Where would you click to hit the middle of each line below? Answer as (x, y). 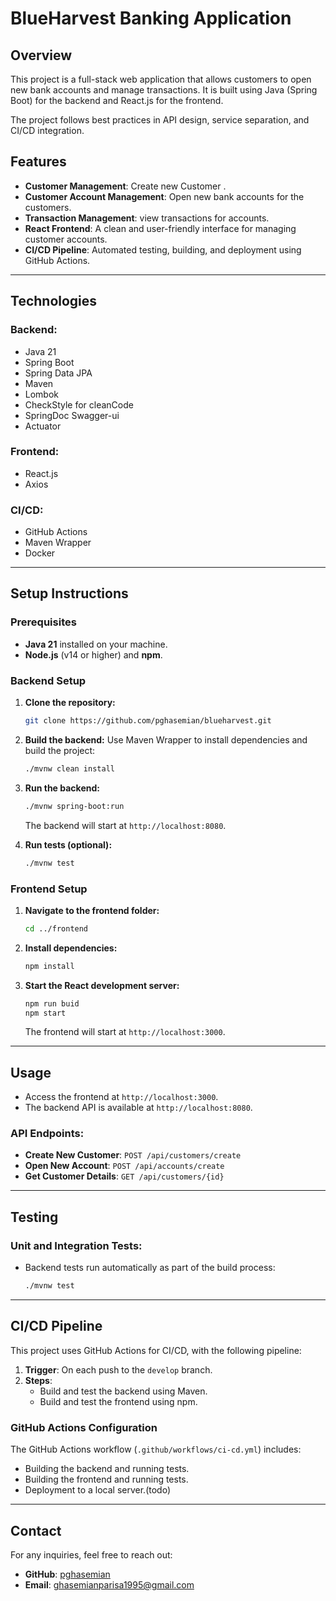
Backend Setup (48, 680)
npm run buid (52, 1003)
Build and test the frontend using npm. (118, 1401)
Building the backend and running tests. (107, 1469)
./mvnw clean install (69, 768)
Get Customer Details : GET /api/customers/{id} (124, 1176)
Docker (40, 553)
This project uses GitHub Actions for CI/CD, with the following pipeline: (156, 1350)
